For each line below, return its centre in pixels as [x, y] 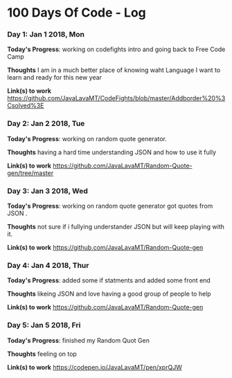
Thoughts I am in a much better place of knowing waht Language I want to [114, 70]
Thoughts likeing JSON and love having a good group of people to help [109, 294]
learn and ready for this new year [55, 78]
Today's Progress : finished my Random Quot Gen [79, 340]
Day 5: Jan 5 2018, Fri [44, 325]
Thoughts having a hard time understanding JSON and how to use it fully [112, 152]
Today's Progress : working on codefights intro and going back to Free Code [116, 49]
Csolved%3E [26, 106]
